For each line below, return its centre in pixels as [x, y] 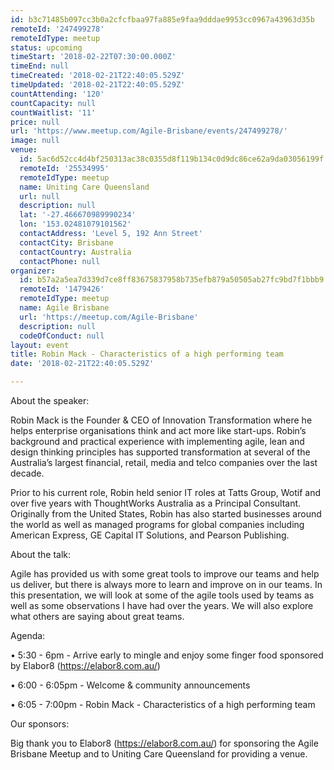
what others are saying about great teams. [97, 616]
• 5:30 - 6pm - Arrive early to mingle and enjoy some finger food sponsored [167, 655]
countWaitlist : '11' [53, 112]
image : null [35, 141]
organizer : [33, 271]
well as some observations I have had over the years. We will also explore [162, 605]
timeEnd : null [40, 66]
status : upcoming [46, 47]
